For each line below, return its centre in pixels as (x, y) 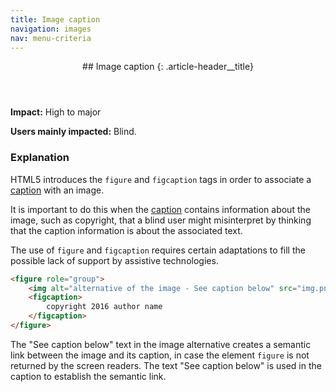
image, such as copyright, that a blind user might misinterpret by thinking (161, 220)
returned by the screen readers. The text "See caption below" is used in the (166, 365)
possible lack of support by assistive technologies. (114, 260)
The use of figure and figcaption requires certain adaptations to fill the (158, 250)
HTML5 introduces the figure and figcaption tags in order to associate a (161, 179)
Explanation (40, 158)
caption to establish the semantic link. (88, 376)
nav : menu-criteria (51, 38)
